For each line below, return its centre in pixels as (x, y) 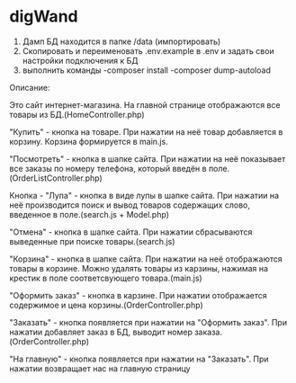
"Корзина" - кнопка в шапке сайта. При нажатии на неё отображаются (146, 259)
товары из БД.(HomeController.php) (77, 114)
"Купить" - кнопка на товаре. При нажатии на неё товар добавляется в (146, 131)
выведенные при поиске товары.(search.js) (92, 241)
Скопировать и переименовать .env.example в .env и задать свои (148, 50)
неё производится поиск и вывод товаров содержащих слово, (130, 205)
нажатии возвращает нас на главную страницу (100, 368)
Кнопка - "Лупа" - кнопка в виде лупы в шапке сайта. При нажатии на (144, 195)
